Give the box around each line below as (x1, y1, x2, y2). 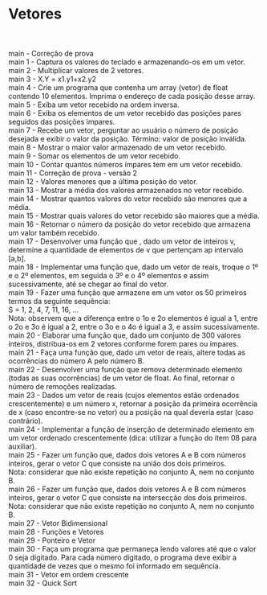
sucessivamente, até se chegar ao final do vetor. (8, 279, 169, 289)
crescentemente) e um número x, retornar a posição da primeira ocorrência (8, 399, 258, 408)
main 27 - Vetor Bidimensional (8, 518, 108, 527)
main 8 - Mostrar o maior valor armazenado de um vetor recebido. (8, 142, 227, 152)
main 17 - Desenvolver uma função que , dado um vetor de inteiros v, (8, 236, 237, 246)
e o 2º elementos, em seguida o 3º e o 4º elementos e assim (8, 270, 209, 280)
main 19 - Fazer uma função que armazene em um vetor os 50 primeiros (8, 287, 247, 297)
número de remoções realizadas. (8, 381, 118, 391)
